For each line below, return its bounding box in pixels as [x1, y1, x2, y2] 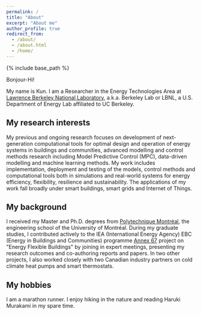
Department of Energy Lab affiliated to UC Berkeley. [6, 100, 135, 107]
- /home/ [11, 48, 34, 54]
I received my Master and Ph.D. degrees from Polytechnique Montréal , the [6, 218, 190, 225]
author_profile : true [6, 25, 61, 32]
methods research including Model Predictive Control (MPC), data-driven [6, 152, 187, 160]
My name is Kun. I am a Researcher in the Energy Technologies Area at [6, 88, 182, 95]
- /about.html [11, 43, 47, 49]
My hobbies [6, 280, 52, 290]
